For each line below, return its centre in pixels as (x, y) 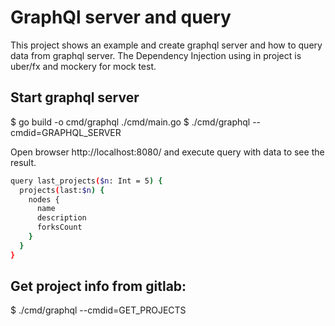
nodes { (44, 199)
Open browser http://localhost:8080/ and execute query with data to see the (167, 152)
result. (23, 162)
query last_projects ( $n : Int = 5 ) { (86, 181)
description (61, 218)
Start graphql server (75, 97)
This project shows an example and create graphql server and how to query (166, 45)
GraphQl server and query (121, 17)
